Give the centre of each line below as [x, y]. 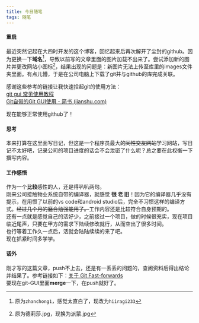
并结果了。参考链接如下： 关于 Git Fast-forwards [65, 275]
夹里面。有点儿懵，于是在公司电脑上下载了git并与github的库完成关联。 [92, 74]
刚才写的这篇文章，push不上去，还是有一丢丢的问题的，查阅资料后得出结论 [98, 268]
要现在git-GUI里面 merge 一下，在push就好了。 [63, 283]
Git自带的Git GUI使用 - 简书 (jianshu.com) [57, 102]
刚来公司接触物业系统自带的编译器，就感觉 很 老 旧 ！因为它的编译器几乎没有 [99, 194]
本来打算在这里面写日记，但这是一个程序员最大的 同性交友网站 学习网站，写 [97, 143]
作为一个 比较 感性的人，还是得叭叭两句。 [55, 187]
